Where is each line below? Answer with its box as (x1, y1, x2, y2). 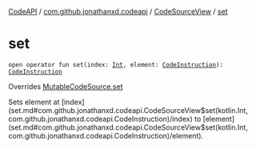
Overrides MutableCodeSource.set (8, 81, 123, 91)
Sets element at (8, 97, 60, 107)
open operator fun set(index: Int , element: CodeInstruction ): (8, 60, 224, 68)
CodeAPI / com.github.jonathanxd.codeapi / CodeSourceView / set (8, 7, 228, 16)
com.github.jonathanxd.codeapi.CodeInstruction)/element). (8, 130, 204, 140)
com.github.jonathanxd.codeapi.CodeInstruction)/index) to (8, 114, 202, 123)
